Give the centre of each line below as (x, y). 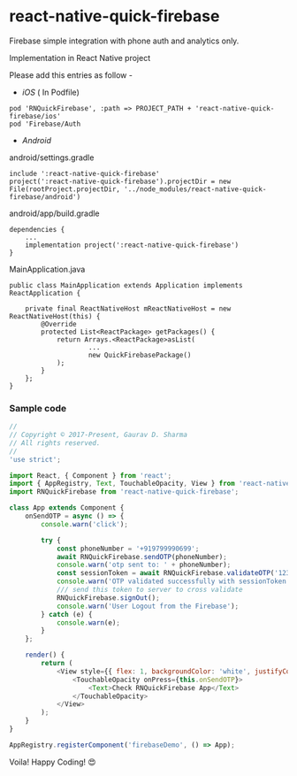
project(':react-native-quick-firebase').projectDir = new (120, 181)
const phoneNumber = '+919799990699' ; (128, 549)
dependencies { (37, 229)
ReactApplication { (45, 293)
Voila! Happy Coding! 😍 (53, 762)
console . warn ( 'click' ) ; (84, 524)
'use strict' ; (35, 459)
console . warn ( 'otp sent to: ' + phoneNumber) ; (144, 565)
